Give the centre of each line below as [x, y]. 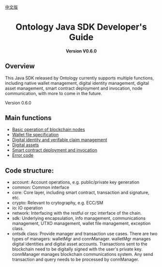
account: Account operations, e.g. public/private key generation [76, 182]
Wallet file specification [35, 135]
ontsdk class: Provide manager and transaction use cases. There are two [85, 234]
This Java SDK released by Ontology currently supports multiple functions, [80, 78]
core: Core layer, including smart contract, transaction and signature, [81, 192]
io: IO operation [27, 208]
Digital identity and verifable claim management [59, 140]
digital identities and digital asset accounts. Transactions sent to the [80, 244]
